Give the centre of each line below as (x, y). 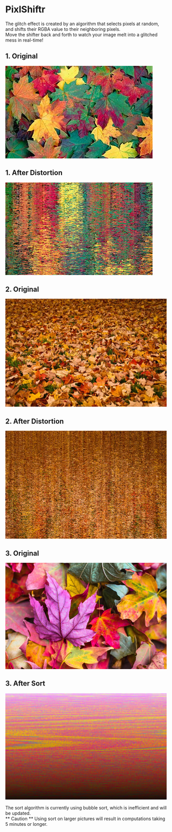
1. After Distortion (34, 173)
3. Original (22, 553)
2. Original (22, 289)
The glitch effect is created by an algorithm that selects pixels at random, (82, 24)
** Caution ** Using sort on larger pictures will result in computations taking (85, 819)
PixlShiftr (25, 10)
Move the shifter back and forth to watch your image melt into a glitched (81, 34)
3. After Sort (25, 684)
